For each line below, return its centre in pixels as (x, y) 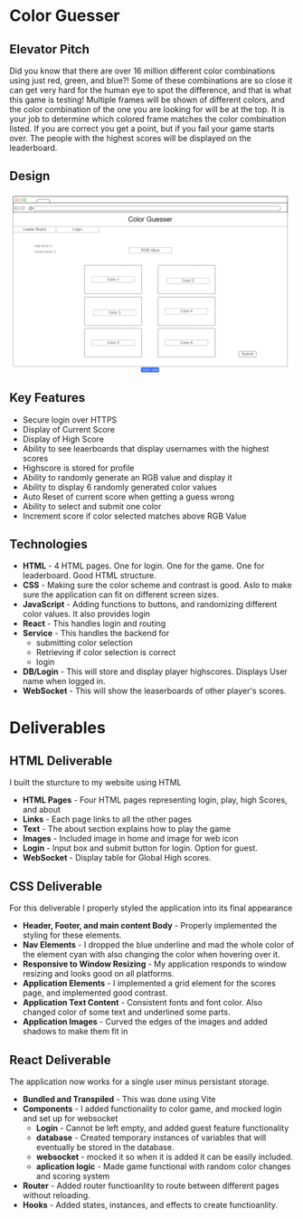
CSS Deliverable (56, 886)
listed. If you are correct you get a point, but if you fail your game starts (142, 129)
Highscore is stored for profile (78, 468)
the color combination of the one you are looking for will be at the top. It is (147, 109)
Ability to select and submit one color (92, 506)
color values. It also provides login (86, 614)
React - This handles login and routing (94, 624)
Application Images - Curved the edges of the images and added (145, 1022)
